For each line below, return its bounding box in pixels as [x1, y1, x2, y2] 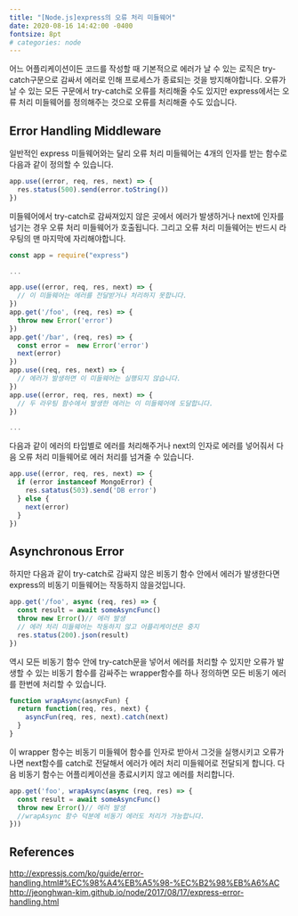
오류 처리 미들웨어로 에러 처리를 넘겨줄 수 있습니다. [18, 452, 194, 462]
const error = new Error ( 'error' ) [17, 340, 149, 350]
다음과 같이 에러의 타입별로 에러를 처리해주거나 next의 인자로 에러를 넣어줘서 [9, 440, 275, 451]
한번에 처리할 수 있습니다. [18, 678, 107, 689]
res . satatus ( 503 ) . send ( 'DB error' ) [25, 487, 157, 495]
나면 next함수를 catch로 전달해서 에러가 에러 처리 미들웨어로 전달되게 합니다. [9, 757, 276, 768]
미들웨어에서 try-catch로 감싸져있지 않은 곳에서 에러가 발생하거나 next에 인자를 [9, 210, 285, 221]
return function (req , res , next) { [17, 705, 149, 714]
